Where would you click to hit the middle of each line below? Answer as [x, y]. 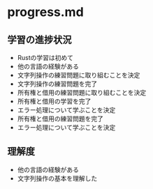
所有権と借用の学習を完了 [54, 101]
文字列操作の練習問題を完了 [57, 84]
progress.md [45, 12]
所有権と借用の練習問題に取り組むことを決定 [82, 92]
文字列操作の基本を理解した [57, 178]
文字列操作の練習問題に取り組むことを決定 [79, 75]
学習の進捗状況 [39, 39]
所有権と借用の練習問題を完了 [60, 119]
